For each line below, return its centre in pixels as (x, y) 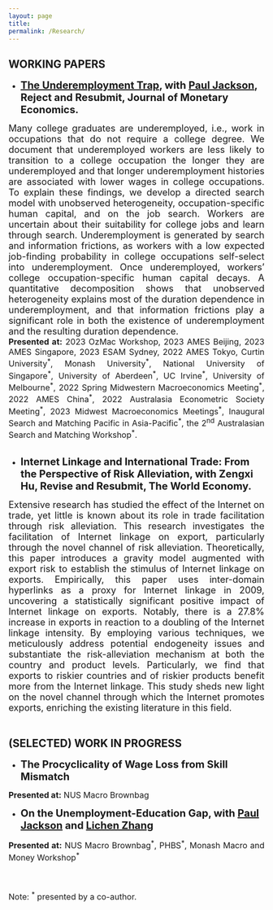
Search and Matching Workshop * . (73, 434)
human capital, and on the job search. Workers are (136, 214)
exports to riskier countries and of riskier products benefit (136, 676)
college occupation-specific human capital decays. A (136, 278)
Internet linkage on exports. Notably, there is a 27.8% (136, 612)
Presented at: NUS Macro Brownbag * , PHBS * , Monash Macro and (137, 845)
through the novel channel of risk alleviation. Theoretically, (136, 548)
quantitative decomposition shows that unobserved (136, 289)
